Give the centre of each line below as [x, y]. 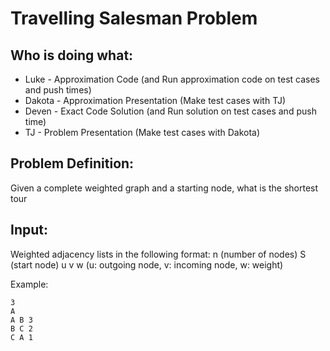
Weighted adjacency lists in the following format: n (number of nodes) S [158, 254]
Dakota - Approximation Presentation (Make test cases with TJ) [155, 100]
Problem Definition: [72, 163]
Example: [29, 284]
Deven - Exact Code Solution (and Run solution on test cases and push [170, 111]
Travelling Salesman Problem [134, 18]
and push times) [58, 90]
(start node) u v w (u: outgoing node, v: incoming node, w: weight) [147, 264]
